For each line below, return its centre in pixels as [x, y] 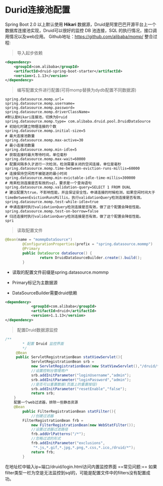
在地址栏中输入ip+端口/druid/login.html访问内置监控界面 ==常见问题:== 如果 [81, 467]
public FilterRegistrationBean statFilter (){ [69, 411]
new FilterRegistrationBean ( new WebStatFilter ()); [83, 425]
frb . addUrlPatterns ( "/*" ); [58, 434]
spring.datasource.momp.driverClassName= [48, 112]
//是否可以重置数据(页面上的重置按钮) [64, 384]
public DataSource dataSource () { [57, 253]
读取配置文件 [30, 230]
